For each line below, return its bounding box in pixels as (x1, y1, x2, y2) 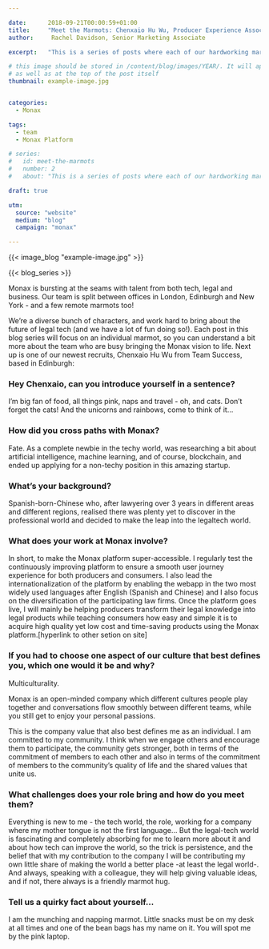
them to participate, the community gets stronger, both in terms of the (8, 743, 239, 753)
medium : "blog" (15, 216, 66, 224)
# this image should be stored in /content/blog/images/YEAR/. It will (8, 62, 252, 70)
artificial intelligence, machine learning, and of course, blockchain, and (8, 451, 242, 461)
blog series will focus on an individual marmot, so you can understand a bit (8, 333, 256, 342)
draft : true (8, 186, 48, 194)
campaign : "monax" (15, 223, 78, 232)
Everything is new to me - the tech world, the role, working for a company (8, 817, 252, 827)
